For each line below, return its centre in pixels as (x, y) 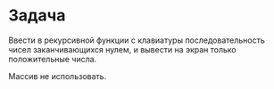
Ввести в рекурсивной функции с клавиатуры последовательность (137, 40)
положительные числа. (53, 59)
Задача (37, 16)
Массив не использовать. (58, 76)
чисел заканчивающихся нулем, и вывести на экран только (123, 49)
